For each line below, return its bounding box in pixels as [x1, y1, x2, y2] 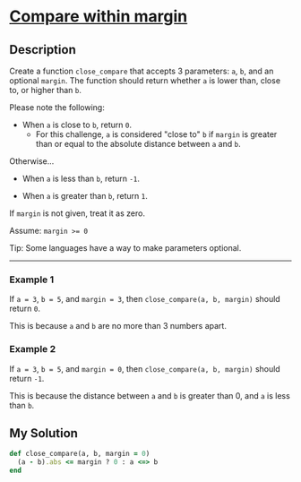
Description [9, 42, 76, 57]
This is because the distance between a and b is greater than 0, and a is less [9, 390, 291, 400]
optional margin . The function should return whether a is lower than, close [9, 75, 280, 86]
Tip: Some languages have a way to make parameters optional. [9, 243, 242, 253]
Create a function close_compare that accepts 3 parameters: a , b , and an [9, 65, 274, 76]
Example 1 [9, 273, 55, 286]
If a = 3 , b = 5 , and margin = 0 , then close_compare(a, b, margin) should [9, 363, 280, 374]
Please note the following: [9, 102, 105, 113]
